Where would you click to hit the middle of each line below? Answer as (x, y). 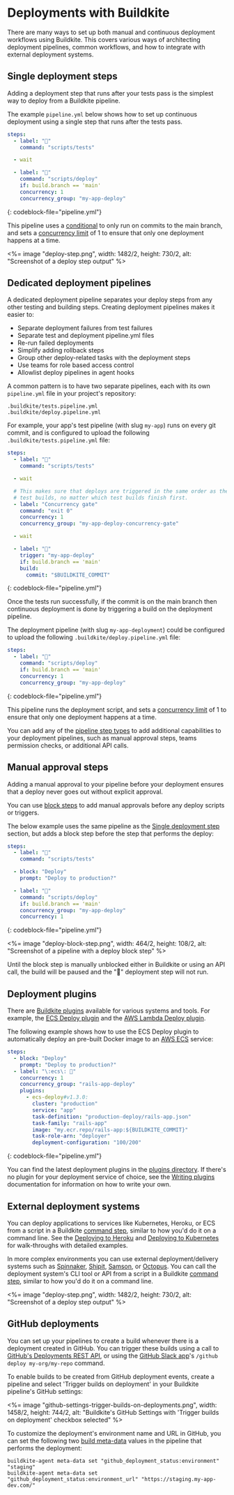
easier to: (21, 315)
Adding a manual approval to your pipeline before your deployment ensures (116, 784)
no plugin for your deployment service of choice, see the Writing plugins (111, 1177)
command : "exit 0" (46, 511)
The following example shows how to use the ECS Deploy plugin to (103, 1032)
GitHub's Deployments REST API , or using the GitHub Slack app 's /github (112, 1355)
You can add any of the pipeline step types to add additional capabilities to (114, 730)
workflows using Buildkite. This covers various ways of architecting (104, 39)
